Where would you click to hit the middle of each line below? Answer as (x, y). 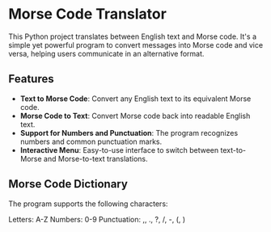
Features (31, 79)
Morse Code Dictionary (68, 184)
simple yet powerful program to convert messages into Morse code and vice (136, 44)
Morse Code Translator (88, 14)
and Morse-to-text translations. (95, 158)
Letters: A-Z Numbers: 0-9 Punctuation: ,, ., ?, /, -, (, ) (97, 219)
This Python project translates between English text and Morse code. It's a (133, 36)
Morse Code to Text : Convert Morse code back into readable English (135, 116)
